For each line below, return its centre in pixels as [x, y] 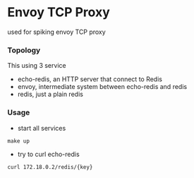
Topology [24, 50]
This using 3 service [37, 66]
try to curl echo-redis [48, 154]
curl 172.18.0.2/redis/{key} [50, 167]
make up [19, 141]
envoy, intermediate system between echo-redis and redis [102, 87]
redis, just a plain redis [50, 94]
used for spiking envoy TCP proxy [56, 32]
